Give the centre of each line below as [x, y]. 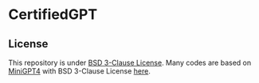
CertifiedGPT [53, 15]
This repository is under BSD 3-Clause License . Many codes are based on [130, 62]
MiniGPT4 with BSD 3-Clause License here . [80, 71]
